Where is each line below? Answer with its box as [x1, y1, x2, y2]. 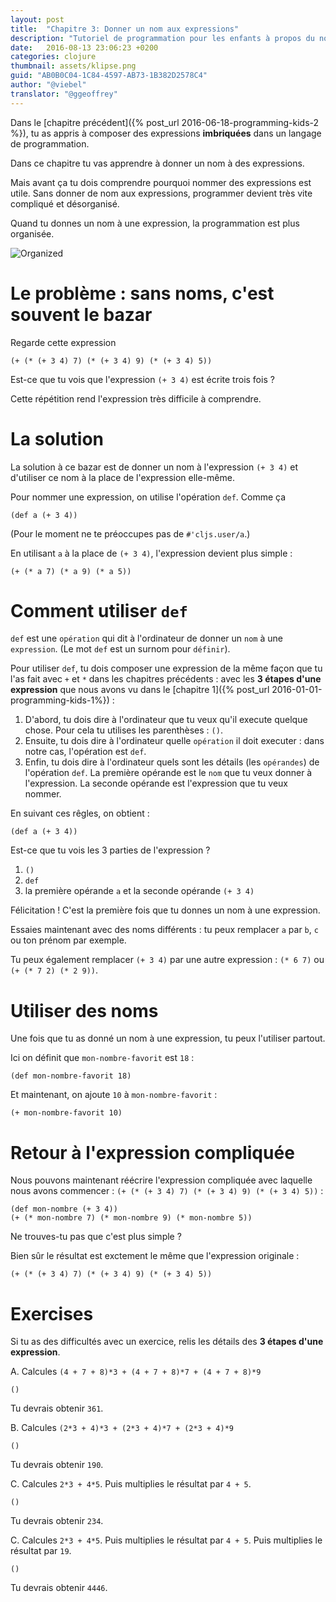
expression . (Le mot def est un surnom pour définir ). [10, 643, 231, 655]
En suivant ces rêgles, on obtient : [10, 807, 150, 820]
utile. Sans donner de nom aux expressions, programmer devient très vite [10, 187, 313, 199]
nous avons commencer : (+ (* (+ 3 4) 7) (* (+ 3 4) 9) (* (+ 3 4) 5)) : [10, 1185, 324, 1197]
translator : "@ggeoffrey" [10, 89, 118, 99]
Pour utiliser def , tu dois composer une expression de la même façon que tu [10, 662, 323, 675]
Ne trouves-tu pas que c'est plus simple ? [10, 1231, 182, 1243]
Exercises [10, 1302, 94, 1325]
